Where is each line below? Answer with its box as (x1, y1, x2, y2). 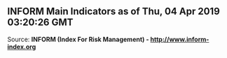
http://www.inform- (150, 35, 209, 43)
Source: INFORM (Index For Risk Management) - (7, 35, 149, 43)
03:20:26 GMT (7, 17, 74, 29)
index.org (7, 42, 36, 51)
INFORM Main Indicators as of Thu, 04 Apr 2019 (7, 6, 221, 17)
